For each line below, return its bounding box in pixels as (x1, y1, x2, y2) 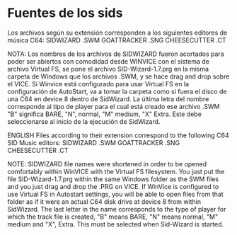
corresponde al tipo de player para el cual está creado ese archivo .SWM (7, 102, 220, 110)
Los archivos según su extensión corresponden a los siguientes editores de (7, 28, 228, 37)
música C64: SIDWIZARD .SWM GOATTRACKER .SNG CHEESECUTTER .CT (7, 35, 226, 44)
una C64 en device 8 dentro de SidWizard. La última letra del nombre (7, 94, 209, 103)
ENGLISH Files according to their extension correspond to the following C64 (7, 131, 230, 139)
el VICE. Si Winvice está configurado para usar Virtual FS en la (7, 79, 190, 88)
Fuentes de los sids (7, 5, 123, 21)
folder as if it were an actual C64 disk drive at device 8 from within (7, 197, 202, 206)
